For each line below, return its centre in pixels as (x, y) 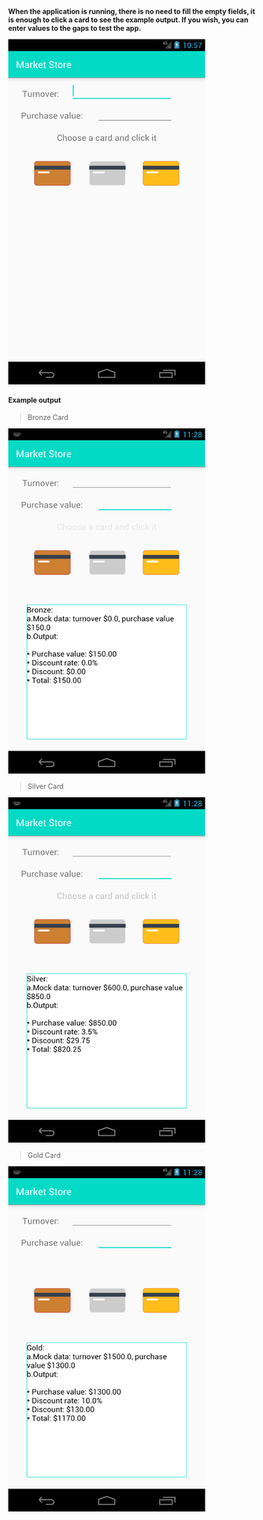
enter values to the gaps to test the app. (75, 28)
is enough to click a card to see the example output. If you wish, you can (128, 20)
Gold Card (44, 1155)
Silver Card (46, 786)
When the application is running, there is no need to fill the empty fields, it (132, 11)
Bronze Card (48, 417)
